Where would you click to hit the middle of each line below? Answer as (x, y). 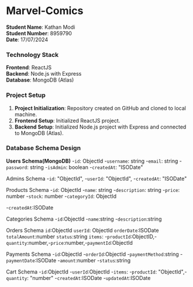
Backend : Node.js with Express (44, 74)
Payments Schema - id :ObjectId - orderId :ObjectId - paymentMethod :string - (94, 254)
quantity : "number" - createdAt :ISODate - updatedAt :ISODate (78, 278)
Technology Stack (32, 55)
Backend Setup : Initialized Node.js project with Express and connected (100, 127)
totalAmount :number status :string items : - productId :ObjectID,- (81, 237)
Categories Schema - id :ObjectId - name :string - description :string (84, 219)
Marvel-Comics (45, 11)
